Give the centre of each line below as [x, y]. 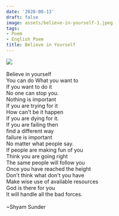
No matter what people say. [40, 143]
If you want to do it [29, 86]
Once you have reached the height [48, 169]
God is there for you [31, 187]
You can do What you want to [42, 80]
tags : [13, 28]
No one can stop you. [32, 93]
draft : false [22, 17]
